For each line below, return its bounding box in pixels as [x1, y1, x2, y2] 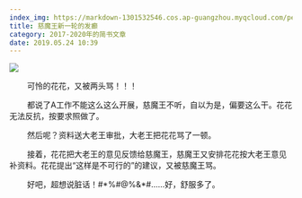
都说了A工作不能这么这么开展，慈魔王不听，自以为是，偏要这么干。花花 [26, 99, 293, 110]
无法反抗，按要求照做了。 [9, 111, 104, 122]
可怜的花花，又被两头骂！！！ [26, 81, 138, 91]
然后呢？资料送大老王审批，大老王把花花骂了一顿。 [26, 130, 217, 141]
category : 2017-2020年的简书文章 [9, 30, 127, 39]
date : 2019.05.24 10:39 [9, 38, 99, 47]
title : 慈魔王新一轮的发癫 [9, 22, 99, 30]
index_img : [9, 13, 50, 22]
